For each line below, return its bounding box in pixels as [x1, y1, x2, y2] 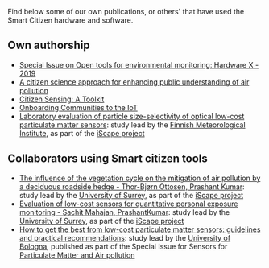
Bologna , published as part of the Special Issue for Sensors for [19, 241, 228, 251]
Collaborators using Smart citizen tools [7, 152, 209, 166]
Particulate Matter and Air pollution [19, 249, 135, 260]
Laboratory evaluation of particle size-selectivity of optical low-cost [19, 111, 245, 121]
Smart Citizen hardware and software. [7, 15, 134, 25]
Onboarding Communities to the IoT [19, 102, 138, 112]
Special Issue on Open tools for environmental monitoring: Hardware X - [19, 60, 259, 69]
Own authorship [7, 39, 90, 52]
